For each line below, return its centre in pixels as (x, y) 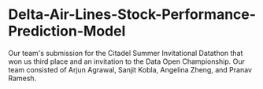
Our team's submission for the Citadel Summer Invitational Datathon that (126, 53)
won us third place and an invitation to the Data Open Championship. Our (127, 61)
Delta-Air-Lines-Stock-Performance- (132, 15)
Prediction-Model (67, 31)
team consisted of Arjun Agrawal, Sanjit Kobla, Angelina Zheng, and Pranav (130, 69)
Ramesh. (22, 78)
